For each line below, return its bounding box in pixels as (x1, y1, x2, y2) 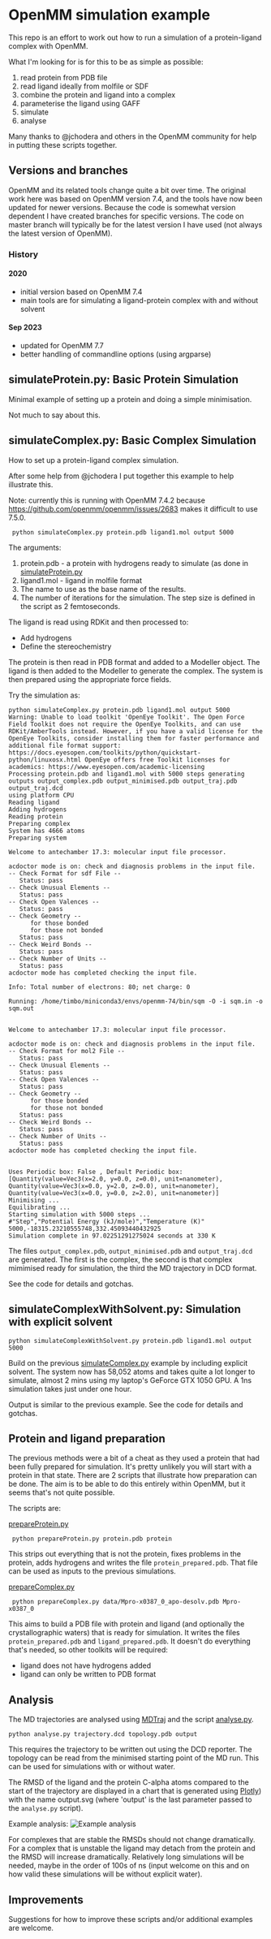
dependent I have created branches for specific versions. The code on (8, 211, 245, 221)
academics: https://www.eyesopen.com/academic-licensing (8, 762, 205, 771)
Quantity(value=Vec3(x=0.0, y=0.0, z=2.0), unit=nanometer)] (8, 1189, 220, 1197)
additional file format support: (8, 741, 122, 749)
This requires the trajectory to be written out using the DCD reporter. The (8, 1744, 252, 1755)
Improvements (8, 1893, 84, 1907)
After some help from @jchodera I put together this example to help (8, 471, 234, 481)
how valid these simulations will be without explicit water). (8, 1869, 203, 1879)
